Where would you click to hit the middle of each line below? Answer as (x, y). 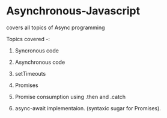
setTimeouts (30, 73)
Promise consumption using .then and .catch (70, 97)
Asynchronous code (40, 62)
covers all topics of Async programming (56, 27)
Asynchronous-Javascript (73, 11)
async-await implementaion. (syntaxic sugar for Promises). (88, 108)
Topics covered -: (28, 39)
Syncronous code (37, 50)
